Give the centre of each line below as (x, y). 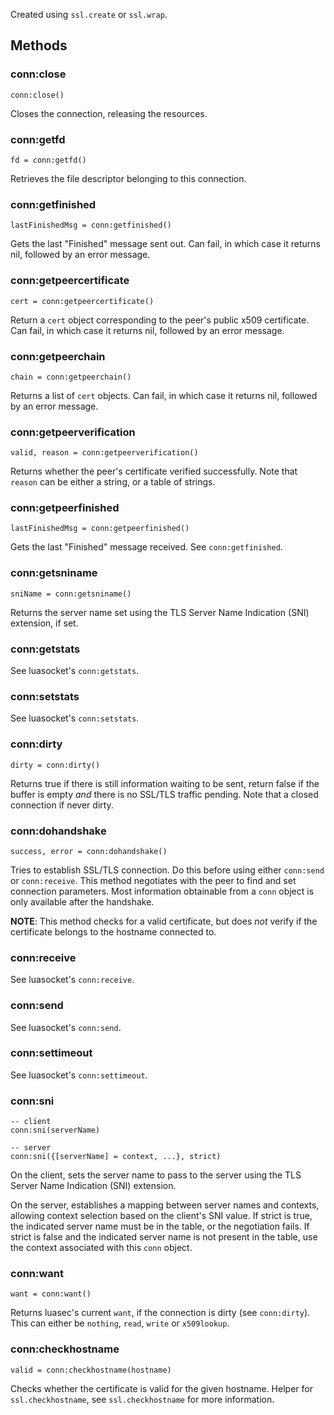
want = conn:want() (51, 1294)
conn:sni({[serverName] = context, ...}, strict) (116, 1157)
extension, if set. (44, 623)
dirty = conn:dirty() (55, 765)
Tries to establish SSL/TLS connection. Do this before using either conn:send (167, 870)
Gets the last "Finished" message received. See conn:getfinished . (146, 547)
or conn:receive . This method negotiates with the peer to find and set (153, 880)
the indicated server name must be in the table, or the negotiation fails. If (160, 1226)
